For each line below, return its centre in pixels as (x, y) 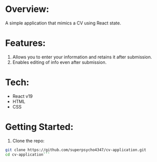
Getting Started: (39, 127)
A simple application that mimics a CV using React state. (63, 23)
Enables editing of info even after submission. (59, 62)
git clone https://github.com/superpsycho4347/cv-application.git (76, 150)
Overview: (27, 9)
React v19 (22, 96)
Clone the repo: (28, 141)
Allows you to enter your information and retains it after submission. (82, 57)
